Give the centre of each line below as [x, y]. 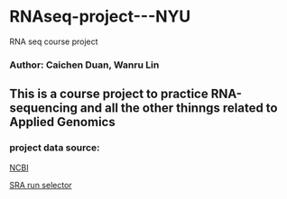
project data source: [55, 148]
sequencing [44, 109]
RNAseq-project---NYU [100, 17]
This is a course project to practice [109, 94]
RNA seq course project [54, 41]
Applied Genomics [62, 122]
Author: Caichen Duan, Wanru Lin [84, 65]
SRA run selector [41, 185]
